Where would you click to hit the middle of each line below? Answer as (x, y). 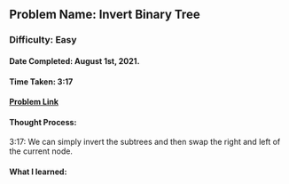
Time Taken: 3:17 (41, 81)
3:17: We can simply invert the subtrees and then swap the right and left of (145, 142)
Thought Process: (43, 122)
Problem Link (34, 102)
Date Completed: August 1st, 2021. (74, 60)
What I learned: (38, 172)
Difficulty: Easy (43, 40)
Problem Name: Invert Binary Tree (105, 15)
